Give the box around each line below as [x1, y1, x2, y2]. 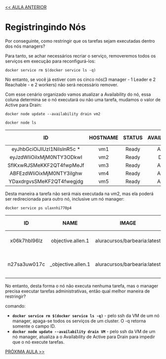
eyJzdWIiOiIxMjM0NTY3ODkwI [9, 153, 83, 160]
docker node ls [5, 120, 37, 125]
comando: [5, 303, 26, 309]
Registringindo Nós [5, 22, 86, 33]
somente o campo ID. [12, 323, 56, 329]
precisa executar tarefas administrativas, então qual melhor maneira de [5, 288, 150, 294]
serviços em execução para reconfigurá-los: [5, 58, 96, 64]
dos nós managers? [5, 43, 45, 49]
